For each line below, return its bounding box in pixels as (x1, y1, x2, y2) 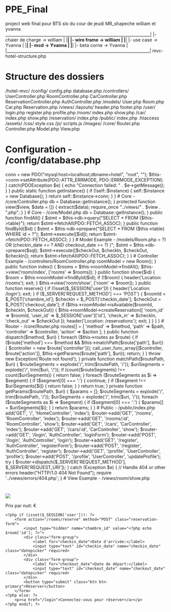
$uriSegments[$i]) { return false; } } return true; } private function (5, 383, 143, 389)
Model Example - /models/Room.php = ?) (79, 236, 166, 242)
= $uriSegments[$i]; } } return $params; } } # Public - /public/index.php (5, 404, 156, 410)
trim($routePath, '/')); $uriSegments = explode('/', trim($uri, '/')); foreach (5, 394, 158, 400)
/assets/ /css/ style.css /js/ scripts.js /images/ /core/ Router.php (5, 120, 140, 126)
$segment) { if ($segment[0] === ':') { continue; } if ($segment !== (5, 377, 146, 383)
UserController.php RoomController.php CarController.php (5, 93, 128, 99)
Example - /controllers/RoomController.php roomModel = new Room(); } (5, 258, 157, 264)
